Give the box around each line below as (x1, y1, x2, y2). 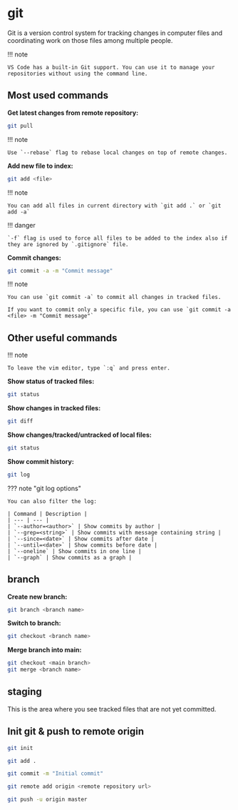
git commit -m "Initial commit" (7, 770, 103, 777)
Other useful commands (7, 332, 118, 344)
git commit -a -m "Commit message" (7, 267, 113, 274)
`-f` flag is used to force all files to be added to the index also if (7, 234, 228, 242)
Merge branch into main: (7, 646, 82, 654)
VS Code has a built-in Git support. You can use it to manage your (7, 64, 215, 71)
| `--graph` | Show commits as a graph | (7, 554, 133, 561)
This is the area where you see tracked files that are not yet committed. (7, 704, 217, 713)
